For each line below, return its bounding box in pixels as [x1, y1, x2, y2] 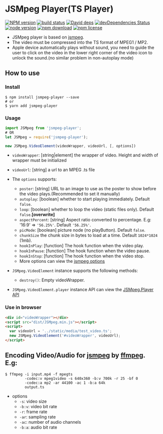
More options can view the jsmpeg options [19, 258, 105, 264]
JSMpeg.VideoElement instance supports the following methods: [12, 268, 138, 274]
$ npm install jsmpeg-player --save [5, 95, 79, 99]
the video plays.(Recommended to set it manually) [19, 191, 120, 197]
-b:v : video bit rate [19, 403, 57, 409]
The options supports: [12, 177, 57, 182]
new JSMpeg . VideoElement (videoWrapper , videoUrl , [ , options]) [5, 143, 136, 148]
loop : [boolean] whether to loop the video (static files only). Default [19, 206, 154, 213]
